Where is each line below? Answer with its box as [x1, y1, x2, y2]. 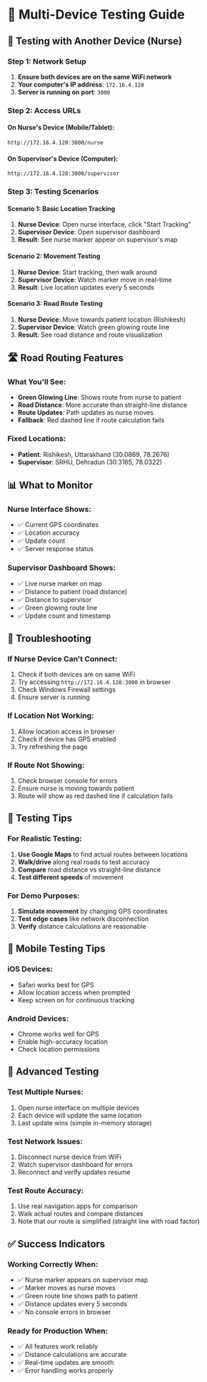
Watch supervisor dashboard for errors [17, 1160, 133, 1168]
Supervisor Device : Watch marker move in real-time [17, 275, 173, 284]
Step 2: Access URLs [7, 105, 81, 115]
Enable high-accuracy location [17, 1037, 108, 1046]
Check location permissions [17, 1045, 100, 1053]
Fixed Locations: [7, 434, 66, 444]
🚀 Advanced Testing [7, 1065, 99, 1078]
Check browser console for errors [17, 776, 118, 785]
